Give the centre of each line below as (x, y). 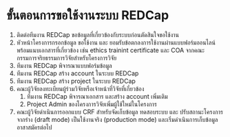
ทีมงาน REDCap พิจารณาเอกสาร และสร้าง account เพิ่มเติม (97, 96)
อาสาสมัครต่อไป (34, 127)
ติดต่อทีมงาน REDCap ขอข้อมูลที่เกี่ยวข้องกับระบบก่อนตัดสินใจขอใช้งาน (98, 34)
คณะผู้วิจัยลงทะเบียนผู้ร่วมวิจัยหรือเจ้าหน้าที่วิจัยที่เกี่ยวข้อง (80, 88)
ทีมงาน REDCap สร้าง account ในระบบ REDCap (77, 73)
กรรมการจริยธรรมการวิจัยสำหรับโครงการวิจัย (66, 58)
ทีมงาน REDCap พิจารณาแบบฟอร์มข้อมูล (64, 65)
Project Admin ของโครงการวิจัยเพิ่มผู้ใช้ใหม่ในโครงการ (92, 104)
